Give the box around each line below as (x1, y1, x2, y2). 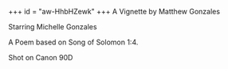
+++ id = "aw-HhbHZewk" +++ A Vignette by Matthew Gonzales (8, 7, 221, 16)
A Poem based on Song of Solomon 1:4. (8, 37, 139, 47)
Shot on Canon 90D (8, 53, 73, 62)
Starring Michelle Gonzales (8, 22, 97, 31)
